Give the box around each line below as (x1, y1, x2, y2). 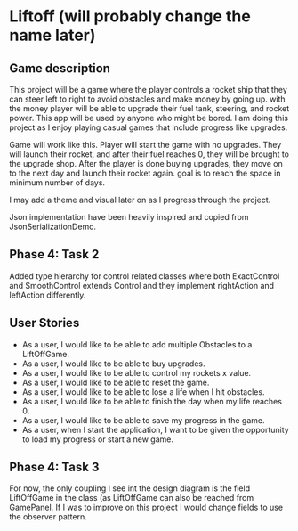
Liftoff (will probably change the (9, 6, 251, 27)
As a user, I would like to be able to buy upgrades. (21, 358, 206, 369)
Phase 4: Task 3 (9, 460, 100, 475)
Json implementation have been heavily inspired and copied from (9, 212, 249, 222)
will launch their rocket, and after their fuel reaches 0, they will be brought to (9, 149, 290, 159)
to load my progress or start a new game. (21, 434, 174, 445)
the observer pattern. (9, 511, 87, 522)
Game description (9, 61, 111, 76)
